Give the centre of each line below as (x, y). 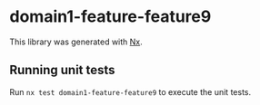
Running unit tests (62, 70)
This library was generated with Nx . (76, 42)
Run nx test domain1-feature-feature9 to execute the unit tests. (130, 91)
